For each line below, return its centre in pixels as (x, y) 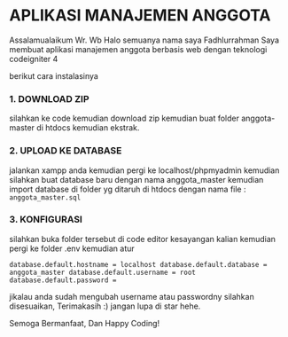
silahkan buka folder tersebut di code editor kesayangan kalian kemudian (143, 239)
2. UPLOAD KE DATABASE (66, 151)
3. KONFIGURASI (46, 220)
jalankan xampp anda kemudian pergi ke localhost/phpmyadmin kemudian (144, 170)
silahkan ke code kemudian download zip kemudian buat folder (124, 118)
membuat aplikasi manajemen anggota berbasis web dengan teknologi (138, 49)
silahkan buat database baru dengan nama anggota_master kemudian (136, 179)
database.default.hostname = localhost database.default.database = (138, 264)
